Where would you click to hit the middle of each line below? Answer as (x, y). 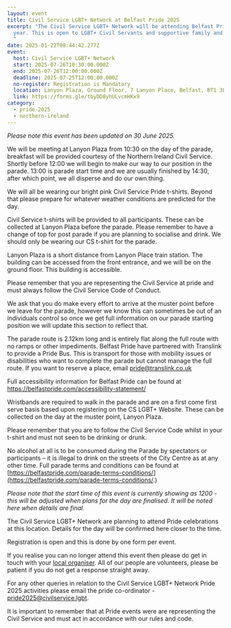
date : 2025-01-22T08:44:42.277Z (53, 45)
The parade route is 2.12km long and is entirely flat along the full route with (113, 339)
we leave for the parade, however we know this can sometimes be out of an (114, 311)
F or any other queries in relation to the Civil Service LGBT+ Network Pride (111, 583)
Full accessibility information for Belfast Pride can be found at (95, 381)
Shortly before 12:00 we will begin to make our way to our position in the (110, 163)
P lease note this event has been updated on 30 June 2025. (91, 136)
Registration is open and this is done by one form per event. (92, 542)
